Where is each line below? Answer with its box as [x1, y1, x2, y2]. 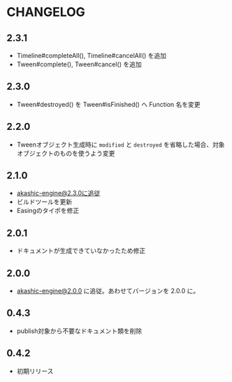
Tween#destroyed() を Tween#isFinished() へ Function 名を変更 [16, 100, 201, 108]
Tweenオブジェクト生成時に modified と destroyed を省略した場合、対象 [16, 140, 225, 149]
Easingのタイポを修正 [16, 207, 80, 215]
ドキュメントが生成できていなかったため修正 [16, 247, 146, 255]
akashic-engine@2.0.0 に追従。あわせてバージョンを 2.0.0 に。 [16, 287, 200, 295]
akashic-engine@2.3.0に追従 [16, 189, 101, 198]
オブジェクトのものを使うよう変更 [16, 149, 115, 157]
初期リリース [16, 367, 54, 375]
